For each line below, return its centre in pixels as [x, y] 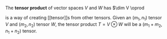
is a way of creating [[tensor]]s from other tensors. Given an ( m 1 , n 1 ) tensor [83, 18]
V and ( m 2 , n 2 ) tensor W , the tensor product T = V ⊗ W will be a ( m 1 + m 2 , [84, 25]
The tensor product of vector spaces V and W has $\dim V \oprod [75, 8]
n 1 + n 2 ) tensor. [21, 31]
